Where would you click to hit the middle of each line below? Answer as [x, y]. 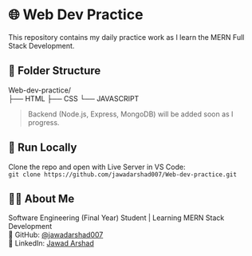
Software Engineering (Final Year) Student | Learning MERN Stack [116, 218]
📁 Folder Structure [55, 71]
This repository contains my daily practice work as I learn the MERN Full [126, 37]
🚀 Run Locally [43, 148]
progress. [43, 122]
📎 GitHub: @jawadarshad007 [56, 235]
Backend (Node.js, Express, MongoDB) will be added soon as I [130, 114]
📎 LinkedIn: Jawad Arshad [51, 243]
